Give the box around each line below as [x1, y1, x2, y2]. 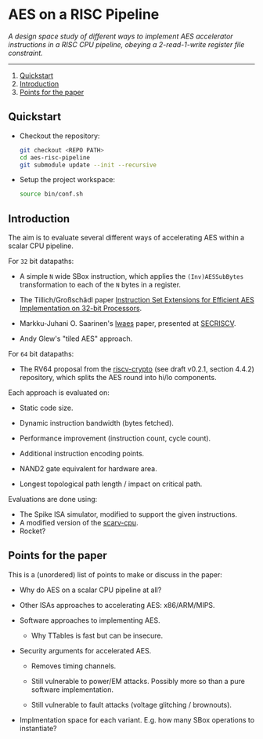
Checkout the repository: [19, 131, 100, 141]
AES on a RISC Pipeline [8, 5, 160, 24]
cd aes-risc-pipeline [19, 153, 90, 162]
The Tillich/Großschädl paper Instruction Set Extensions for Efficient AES [19, 295, 254, 305]
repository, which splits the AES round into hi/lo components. [19, 373, 217, 382]
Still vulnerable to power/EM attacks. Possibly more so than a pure [31, 676, 245, 686]
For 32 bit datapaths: [8, 257, 74, 266]
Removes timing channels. [31, 661, 117, 671]
